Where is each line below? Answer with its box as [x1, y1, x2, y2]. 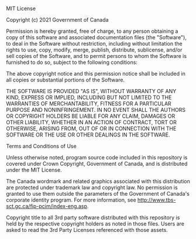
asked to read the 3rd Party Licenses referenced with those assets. [6, 227, 168, 233]
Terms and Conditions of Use [6, 143, 77, 149]
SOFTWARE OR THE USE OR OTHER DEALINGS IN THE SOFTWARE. [6, 131, 170, 138]
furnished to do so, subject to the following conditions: [6, 59, 137, 66]
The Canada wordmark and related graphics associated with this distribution [6, 178, 190, 185]
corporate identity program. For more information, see [6, 196, 136, 203]
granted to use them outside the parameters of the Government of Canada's [6, 190, 190, 197]
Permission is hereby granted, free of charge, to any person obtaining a [6, 28, 178, 35]
